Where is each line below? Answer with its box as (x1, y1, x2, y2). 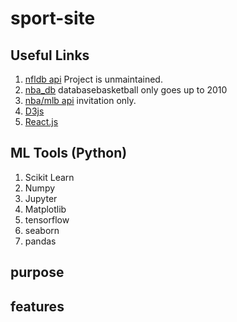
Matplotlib (24, 203, 67, 215)
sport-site (10, 7, 96, 30)
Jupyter (24, 192, 58, 204)
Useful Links (10, 47, 90, 64)
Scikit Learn (24, 171, 75, 183)
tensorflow (24, 213, 70, 226)
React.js (24, 116, 59, 127)
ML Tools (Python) (10, 145, 128, 162)
